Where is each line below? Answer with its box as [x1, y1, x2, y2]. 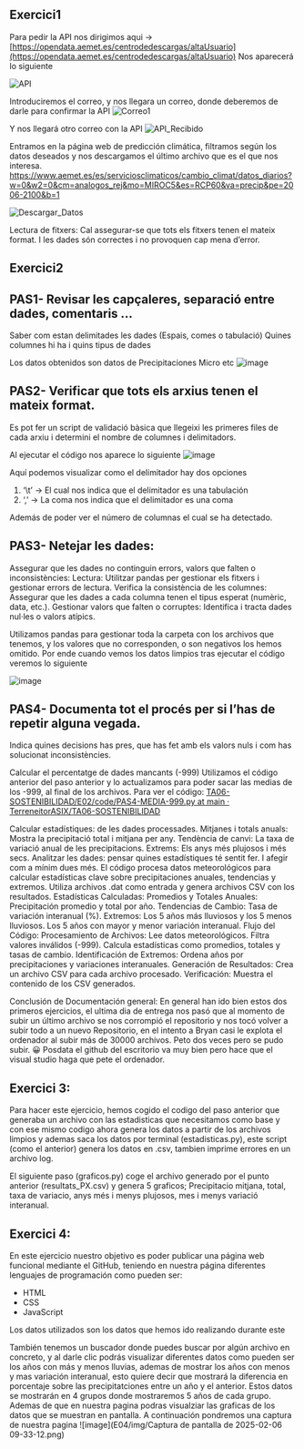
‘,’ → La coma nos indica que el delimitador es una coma [22, 494, 234, 505]
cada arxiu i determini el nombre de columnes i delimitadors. [9, 432, 237, 443]
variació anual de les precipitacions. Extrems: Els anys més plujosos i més [9, 842, 287, 854]
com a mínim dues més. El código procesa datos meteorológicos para [9, 862, 271, 873]
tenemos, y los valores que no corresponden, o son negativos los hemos [9, 638, 282, 649]
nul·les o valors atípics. [9, 610, 96, 622]
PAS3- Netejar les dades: [9, 538, 155, 554]
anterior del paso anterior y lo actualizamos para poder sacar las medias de [9, 777, 293, 788]
